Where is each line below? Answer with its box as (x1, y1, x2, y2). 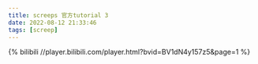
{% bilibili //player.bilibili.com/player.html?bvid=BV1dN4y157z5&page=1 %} (8, 48, 251, 57)
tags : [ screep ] (8, 26, 58, 34)
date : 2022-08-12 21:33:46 (8, 19, 97, 27)
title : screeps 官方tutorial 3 (8, 11, 109, 20)
